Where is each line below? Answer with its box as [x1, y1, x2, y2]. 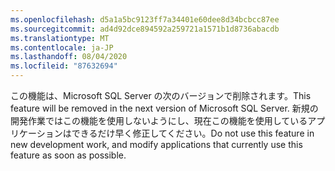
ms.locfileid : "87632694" [10, 61, 118, 71]
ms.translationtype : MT [10, 33, 110, 43]
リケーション [10, 127, 63, 139]
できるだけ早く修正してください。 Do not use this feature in [71, 127, 315, 139]
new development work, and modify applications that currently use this [10, 139, 303, 150]
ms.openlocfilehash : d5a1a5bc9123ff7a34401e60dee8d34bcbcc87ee [10, 14, 280, 25]
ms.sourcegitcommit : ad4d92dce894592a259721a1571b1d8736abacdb [10, 24, 280, 34]
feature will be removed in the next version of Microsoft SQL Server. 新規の [10, 102, 319, 114]
